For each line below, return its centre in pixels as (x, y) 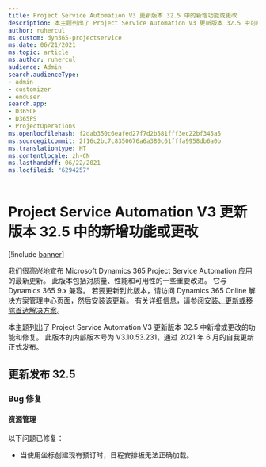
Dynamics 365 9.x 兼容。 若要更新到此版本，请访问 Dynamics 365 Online (127, 290)
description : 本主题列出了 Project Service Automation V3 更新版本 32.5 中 (129, 23)
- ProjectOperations (42, 126)
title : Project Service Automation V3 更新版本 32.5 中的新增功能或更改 (123, 15)
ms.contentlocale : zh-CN (49, 155)
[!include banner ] (36, 254)
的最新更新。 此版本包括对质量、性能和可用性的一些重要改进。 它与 (118, 280)
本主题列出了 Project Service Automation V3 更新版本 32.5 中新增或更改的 (129, 327)
